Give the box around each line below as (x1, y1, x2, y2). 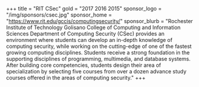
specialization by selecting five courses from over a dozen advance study (6, 68, 187, 75)
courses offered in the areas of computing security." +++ (6, 74, 146, 81)
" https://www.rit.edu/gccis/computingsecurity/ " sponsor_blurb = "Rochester (6, 18, 193, 24)
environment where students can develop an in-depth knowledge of (6, 37, 173, 43)
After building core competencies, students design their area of (6, 62, 162, 69)
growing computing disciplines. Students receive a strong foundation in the (6, 49, 190, 56)
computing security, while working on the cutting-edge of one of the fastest (6, 43, 192, 50)
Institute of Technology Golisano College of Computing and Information (6, 24, 181, 31)
